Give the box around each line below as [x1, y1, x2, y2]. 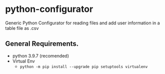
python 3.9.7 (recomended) [12, 53, 69, 59]
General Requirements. [5, 40, 79, 48]
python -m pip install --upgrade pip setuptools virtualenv [19, 64, 148, 69]
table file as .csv [5, 25, 39, 31]
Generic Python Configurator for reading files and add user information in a [5, 20, 160, 26]
